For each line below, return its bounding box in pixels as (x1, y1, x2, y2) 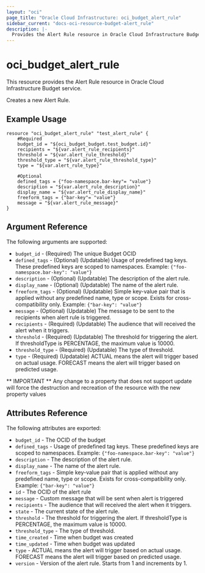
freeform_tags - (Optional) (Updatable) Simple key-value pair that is (15, 288, 185, 295)
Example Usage (6, 114, 67, 125)
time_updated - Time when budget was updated (15, 540, 135, 547)
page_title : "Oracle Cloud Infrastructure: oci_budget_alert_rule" (6, 15, 182, 21)
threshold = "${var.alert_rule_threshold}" (17, 151, 130, 158)
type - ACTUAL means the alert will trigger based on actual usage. (15, 546, 182, 553)
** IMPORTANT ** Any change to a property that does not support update (6, 377, 192, 385)
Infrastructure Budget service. (6, 85, 82, 92)
